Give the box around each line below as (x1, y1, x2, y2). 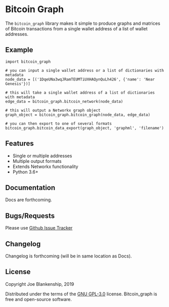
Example (5, 46, 33, 54)
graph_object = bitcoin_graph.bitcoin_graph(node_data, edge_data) (5, 112, 151, 117)
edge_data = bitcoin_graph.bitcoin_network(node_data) (5, 99, 123, 104)
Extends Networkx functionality (12, 163, 78, 169)
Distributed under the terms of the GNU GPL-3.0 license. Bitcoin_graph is (5, 291, 157, 297)
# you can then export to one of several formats (5, 121, 112, 126)
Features (5, 139, 34, 148)
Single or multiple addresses (12, 153, 72, 159)
